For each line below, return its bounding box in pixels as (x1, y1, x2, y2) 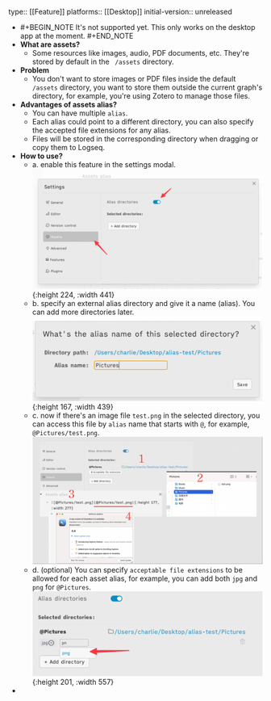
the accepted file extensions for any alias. (31, 125, 171, 135)
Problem (19, 65, 50, 75)
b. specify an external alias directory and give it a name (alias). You (31, 299, 256, 308)
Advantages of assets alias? (19, 100, 117, 109)
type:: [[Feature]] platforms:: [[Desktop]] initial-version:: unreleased (8, 7, 232, 16)
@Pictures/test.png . (31, 428, 100, 438)
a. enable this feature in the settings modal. (31, 160, 176, 169)
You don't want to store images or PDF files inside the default (31, 74, 236, 83)
